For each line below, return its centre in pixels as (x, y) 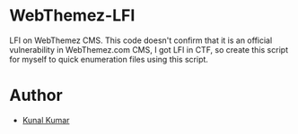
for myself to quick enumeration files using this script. (109, 59)
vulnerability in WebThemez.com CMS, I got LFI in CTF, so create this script (149, 49)
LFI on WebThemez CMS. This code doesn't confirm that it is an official (141, 40)
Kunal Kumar (46, 120)
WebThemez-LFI (72, 16)
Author (36, 96)
